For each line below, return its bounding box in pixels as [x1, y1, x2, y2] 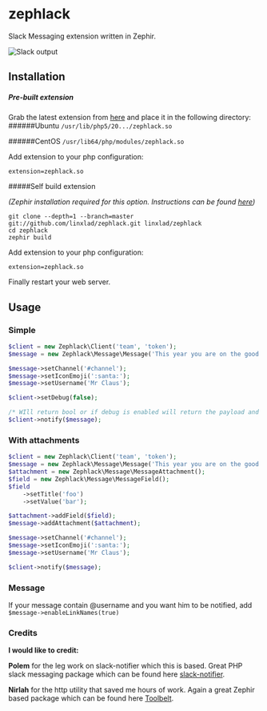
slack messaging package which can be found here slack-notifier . [8, 669, 225, 679]
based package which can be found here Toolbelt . [8, 693, 174, 703]
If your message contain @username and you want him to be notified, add [8, 600, 253, 609]
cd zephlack [8, 227, 48, 235]
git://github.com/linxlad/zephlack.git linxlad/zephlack [8, 219, 202, 228]
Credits [8, 627, 38, 638]
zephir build [8, 234, 52, 242]
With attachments [8, 434, 80, 445]
